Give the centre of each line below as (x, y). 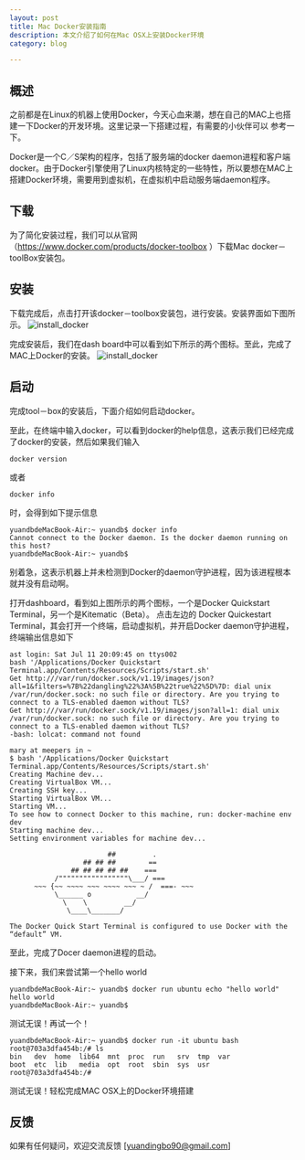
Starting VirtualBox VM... (61, 798)
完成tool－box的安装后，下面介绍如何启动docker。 (105, 410)
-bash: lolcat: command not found (75, 734)
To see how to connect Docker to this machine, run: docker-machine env (151, 814)
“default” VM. (37, 934)
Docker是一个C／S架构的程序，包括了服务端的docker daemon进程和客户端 (150, 157)
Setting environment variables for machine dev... (108, 838)
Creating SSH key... (49, 790)
